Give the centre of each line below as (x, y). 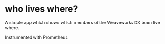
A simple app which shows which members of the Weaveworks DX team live (82, 22)
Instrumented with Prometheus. (37, 37)
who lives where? (42, 9)
